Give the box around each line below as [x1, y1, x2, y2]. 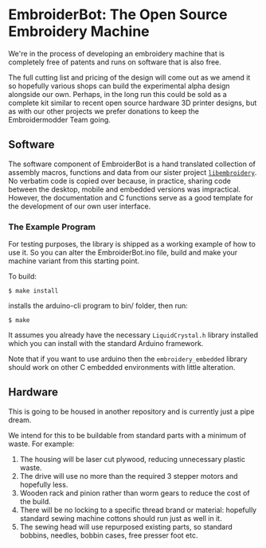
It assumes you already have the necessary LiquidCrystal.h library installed [8, 330, 259, 340]
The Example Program [8, 221, 96, 232]
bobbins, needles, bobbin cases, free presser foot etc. [19, 531, 198, 540]
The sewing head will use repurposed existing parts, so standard [19, 522, 233, 531]
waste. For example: [8, 439, 75, 449]
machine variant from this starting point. [8, 256, 140, 266]
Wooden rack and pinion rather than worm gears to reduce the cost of [19, 488, 250, 498]
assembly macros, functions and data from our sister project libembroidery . [8, 167, 257, 177]
